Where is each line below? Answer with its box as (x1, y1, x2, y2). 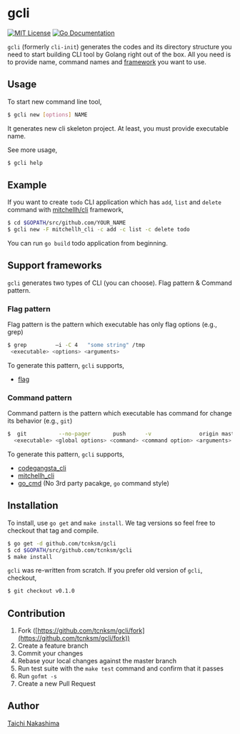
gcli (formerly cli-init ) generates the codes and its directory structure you (7, 42, 232, 51)
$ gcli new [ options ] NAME (7, 111, 88, 119)
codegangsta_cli (17, 463, 66, 472)
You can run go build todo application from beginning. (7, 239, 168, 248)
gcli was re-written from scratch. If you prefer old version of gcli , (7, 566, 203, 575)
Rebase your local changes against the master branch (17, 657, 177, 665)
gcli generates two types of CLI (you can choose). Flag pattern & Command (7, 278, 232, 287)
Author (7, 700, 39, 712)
